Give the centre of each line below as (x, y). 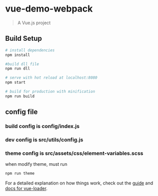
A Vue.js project (34, 23)
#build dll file (22, 64)
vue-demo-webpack (49, 9)
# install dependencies (30, 50)
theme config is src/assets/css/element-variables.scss (74, 153)
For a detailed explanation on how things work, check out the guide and (79, 183)
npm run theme (20, 174)
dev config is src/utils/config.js (44, 140)
